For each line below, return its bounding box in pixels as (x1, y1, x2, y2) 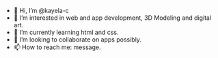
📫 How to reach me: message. (13, 43, 101, 51)
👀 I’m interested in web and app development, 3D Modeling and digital (13, 14, 212, 22)
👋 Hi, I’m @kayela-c (13, 7, 70, 14)
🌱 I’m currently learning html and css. (13, 28, 119, 36)
